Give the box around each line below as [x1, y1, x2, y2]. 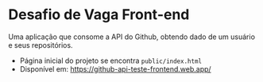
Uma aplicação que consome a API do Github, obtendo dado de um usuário [8, 32, 256, 41]
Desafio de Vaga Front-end [8, 6, 190, 24]
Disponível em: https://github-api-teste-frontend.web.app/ [19, 64, 212, 73]
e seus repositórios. [8, 40, 73, 49]
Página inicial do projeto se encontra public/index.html [19, 56, 203, 65]
